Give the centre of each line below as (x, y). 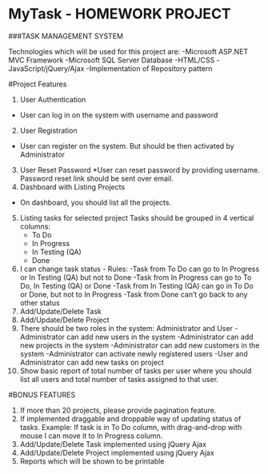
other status (40, 303)
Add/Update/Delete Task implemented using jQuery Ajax (113, 444)
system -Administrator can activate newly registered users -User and (134, 353)
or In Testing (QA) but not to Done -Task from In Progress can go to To (136, 277)
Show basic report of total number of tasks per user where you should (136, 370)
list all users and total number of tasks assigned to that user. (119, 379)
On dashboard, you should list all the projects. (96, 202)
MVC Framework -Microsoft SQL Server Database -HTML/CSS (112, 60)
